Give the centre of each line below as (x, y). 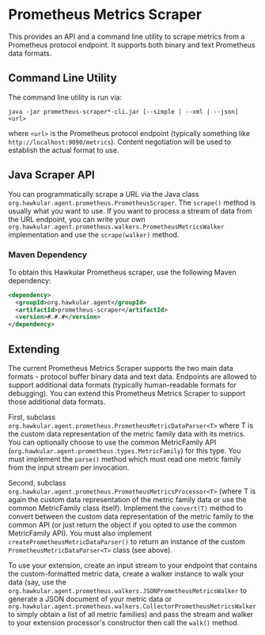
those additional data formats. (57, 402)
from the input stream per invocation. (69, 467)
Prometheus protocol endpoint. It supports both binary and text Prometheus (132, 44)
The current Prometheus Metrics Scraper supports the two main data (121, 369)
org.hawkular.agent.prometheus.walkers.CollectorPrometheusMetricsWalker (132, 607)
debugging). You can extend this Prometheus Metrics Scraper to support (127, 394)
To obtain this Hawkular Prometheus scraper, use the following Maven (122, 272)
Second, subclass (37, 483)
